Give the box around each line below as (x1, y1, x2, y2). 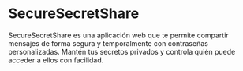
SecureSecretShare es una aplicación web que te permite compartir (8, 30, 229, 40)
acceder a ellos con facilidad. (8, 55, 104, 65)
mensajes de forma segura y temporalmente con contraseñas (8, 38, 209, 48)
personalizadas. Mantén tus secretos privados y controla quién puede (8, 47, 236, 56)
